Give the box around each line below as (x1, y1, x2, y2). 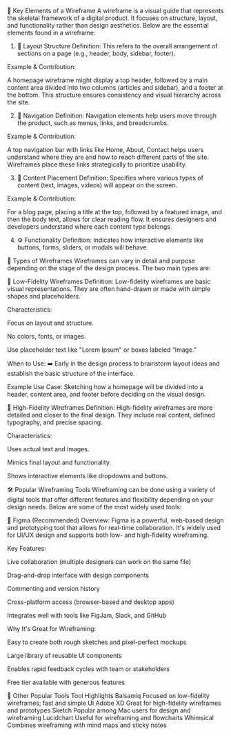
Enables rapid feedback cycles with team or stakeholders (7, 665, 170, 673)
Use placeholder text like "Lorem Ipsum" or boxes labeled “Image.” (7, 346, 197, 354)
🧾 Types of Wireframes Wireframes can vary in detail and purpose (7, 256, 195, 265)
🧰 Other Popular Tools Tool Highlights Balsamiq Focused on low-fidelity (7, 692, 210, 699)
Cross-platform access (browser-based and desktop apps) (7, 598, 174, 606)
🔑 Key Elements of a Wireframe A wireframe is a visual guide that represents (7, 7, 224, 15)
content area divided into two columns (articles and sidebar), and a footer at (7, 84, 223, 91)
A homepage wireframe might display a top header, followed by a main (7, 76, 208, 84)
